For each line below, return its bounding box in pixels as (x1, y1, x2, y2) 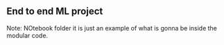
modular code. (6, 31, 49, 39)
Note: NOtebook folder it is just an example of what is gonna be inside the (6, 24, 218, 32)
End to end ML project (6, 6, 103, 17)
